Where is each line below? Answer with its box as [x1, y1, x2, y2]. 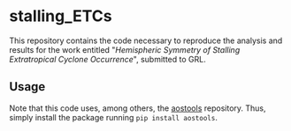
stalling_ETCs [9, 6, 112, 26]
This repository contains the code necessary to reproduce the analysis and [9, 35, 283, 46]
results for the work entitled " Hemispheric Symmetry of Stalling [9, 44, 241, 55]
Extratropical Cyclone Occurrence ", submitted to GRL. [9, 54, 206, 64]
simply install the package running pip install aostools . [9, 112, 218, 122]
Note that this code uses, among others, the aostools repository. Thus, [9, 103, 266, 113]
